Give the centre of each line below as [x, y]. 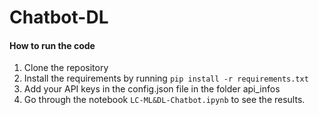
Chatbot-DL [59, 17]
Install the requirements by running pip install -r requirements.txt [166, 78]
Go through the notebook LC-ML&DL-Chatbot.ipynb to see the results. [164, 100]
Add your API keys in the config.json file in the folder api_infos [152, 89]
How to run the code [52, 45]
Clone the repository [66, 68]
